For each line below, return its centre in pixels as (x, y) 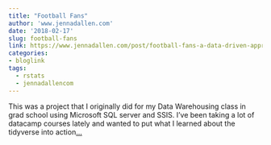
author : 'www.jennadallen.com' (61, 23)
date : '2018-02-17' (41, 31)
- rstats (30, 76)
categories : (28, 53)
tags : (17, 68)
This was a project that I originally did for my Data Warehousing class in (127, 106)
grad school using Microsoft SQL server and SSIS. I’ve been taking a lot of (131, 114)
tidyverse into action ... (46, 132)
